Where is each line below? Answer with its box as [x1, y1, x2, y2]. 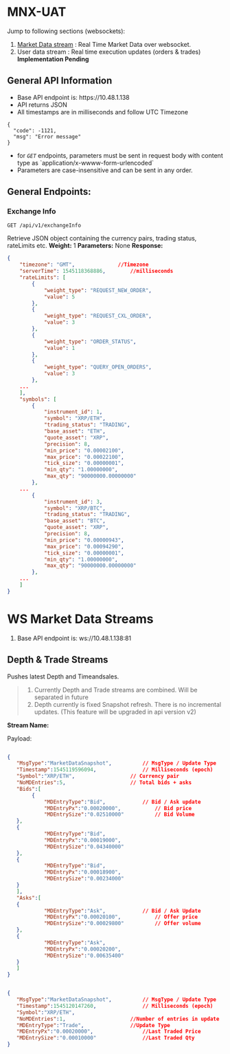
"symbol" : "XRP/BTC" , [43, 504, 106, 512]
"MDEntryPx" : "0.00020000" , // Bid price [43, 805, 192, 812]
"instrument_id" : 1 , [43, 409, 103, 415]
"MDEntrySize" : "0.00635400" [43, 952, 125, 959]
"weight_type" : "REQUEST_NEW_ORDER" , [43, 287, 152, 293]
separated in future [34, 693, 89, 701]
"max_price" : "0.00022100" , [43, 453, 125, 460]
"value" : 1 [43, 344, 76, 351]
